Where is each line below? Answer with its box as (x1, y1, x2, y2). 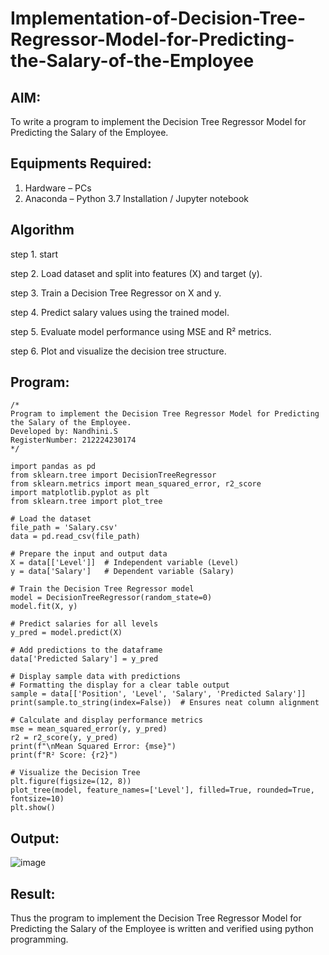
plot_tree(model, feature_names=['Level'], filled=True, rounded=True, (10, 785, 315, 796)
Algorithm (10, 222, 75, 239)
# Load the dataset (10, 514, 92, 524)
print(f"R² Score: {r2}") (10, 750, 118, 761)
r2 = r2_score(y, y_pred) (10, 733, 118, 743)
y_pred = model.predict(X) (10, 628, 123, 638)
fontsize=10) (10, 794, 65, 804)
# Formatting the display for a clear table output (10, 680, 230, 691)
